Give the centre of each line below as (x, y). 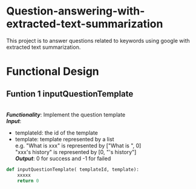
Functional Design (53, 72)
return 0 (28, 181)
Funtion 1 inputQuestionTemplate (70, 94)
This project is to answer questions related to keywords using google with (98, 40)
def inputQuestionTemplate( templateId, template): (73, 169)
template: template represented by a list (64, 139)
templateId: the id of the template (57, 133)
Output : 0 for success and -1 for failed (63, 158)
